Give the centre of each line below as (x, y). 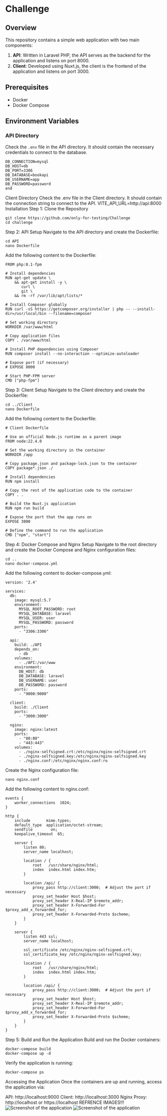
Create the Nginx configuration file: (42, 770)
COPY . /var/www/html (28, 340)
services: (16, 591)
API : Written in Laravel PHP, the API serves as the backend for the (81, 55)
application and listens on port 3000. (51, 71)
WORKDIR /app (19, 455)
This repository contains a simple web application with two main (72, 40)
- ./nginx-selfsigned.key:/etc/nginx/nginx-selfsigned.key (82, 756)
